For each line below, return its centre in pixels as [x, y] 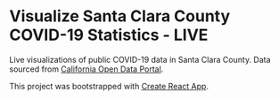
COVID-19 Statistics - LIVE [109, 35]
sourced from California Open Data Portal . [86, 69]
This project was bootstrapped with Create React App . [109, 86]
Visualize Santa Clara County [120, 16]
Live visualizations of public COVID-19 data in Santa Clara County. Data [140, 59]
